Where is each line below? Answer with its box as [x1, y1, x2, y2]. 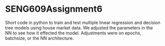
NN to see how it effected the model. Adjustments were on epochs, [5, 30, 142, 36]
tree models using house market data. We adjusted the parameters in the [5, 24, 153, 30]
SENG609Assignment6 [5, 3, 102, 15]
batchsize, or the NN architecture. [5, 35, 74, 41]
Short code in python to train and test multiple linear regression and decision [5, 20, 161, 25]
